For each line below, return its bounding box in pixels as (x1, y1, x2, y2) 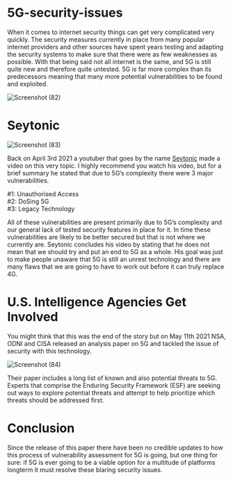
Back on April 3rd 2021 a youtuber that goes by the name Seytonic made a (7, 154, 220, 162)
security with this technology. (7, 347, 92, 355)
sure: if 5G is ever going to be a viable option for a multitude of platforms (7, 458, 216, 466)
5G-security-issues (7, 5, 123, 21)
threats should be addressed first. (7, 395, 104, 404)
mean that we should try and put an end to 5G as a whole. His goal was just (7, 247, 224, 255)
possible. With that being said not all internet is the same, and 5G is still (7, 57, 211, 65)
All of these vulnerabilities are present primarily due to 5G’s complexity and (7, 218, 223, 226)
